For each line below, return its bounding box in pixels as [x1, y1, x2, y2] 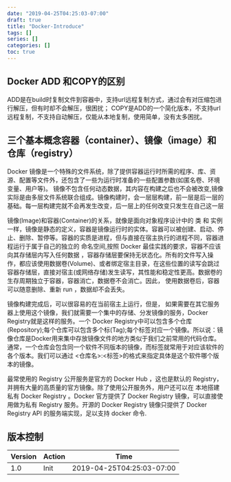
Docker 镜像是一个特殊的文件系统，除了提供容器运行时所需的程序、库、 [7, 167, 210, 176]
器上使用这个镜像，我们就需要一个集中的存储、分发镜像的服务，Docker [7, 308, 208, 317]
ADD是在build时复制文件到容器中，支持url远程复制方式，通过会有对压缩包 [7, 95, 217, 103]
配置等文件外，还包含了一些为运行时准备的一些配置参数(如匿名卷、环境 [19, 176, 221, 184]
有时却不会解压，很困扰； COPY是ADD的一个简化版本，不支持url [36, 104, 221, 112]
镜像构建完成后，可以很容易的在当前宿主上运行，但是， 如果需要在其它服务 [7, 300, 220, 308]
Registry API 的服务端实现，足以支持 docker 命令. [7, 409, 147, 417]
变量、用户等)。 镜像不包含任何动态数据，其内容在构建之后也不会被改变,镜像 [7, 184, 224, 193]
